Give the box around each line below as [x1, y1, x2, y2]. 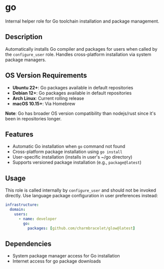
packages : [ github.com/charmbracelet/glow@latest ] [27, 225, 135, 231]
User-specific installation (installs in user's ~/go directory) [12, 154, 132, 160]
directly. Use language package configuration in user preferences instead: [5, 193, 158, 199]
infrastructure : [5, 202, 39, 207]
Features [5, 130, 33, 139]
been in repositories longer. [5, 115, 62, 121]
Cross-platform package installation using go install [12, 149, 122, 155]
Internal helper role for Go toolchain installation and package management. [5, 18, 159, 24]
